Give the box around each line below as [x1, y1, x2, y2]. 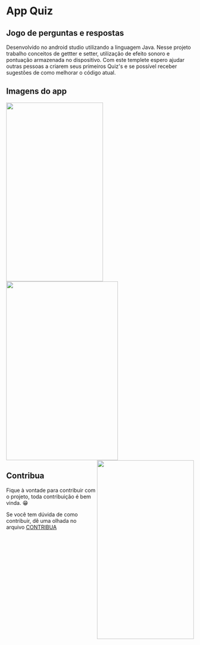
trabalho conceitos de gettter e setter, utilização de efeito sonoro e [6, 50, 170, 57]
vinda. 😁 [6, 499, 29, 506]
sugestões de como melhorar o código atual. [6, 69, 116, 76]
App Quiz [6, 4, 54, 18]
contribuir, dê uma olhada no [6, 517, 77, 524]
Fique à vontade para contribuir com [6, 486, 96, 494]
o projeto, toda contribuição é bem [6, 493, 91, 500]
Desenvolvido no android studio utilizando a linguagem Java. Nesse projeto [6, 44, 192, 51]
